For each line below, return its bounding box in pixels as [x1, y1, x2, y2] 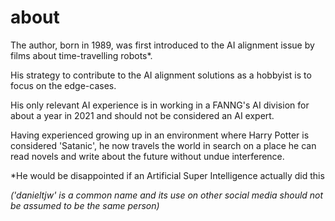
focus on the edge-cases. [10, 79, 117, 91]
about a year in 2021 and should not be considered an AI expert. [10, 109, 275, 121]
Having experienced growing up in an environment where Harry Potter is [10, 129, 310, 141]
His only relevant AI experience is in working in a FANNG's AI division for [10, 99, 310, 111]
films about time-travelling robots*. [10, 49, 153, 61]
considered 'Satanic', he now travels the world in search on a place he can [10, 139, 317, 151]
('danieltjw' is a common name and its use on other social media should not [10, 189, 324, 201]
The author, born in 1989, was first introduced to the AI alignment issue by [10, 39, 315, 51]
